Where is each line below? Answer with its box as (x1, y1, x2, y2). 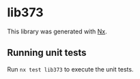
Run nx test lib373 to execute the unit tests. (7, 65, 134, 73)
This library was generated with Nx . (7, 27, 107, 35)
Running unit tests (7, 47, 87, 59)
